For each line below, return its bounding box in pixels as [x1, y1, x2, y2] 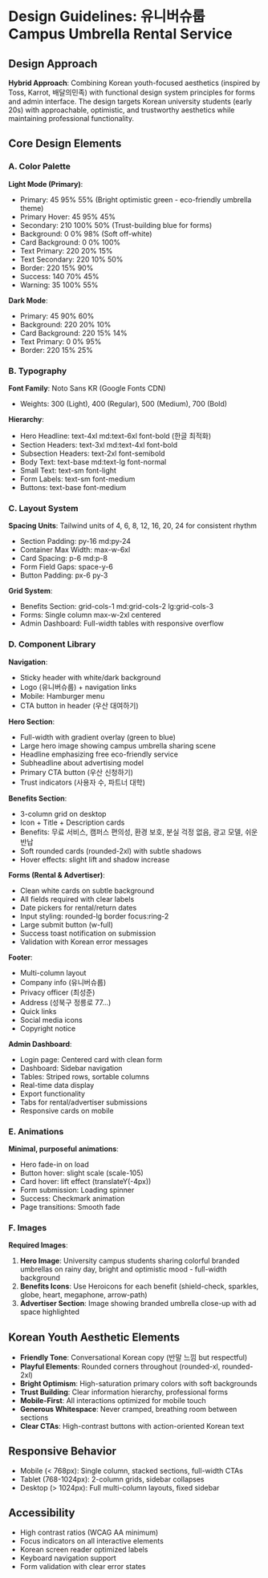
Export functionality [19, 1089, 86, 1098]
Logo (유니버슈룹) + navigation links [19, 682, 137, 692]
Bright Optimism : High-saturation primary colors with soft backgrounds [19, 1378, 258, 1388]
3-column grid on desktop [19, 809, 107, 818]
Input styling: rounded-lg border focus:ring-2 [19, 911, 169, 921]
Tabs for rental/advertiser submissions [19, 1097, 148, 1107]
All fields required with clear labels [19, 894, 135, 903]
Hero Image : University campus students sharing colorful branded [19, 1256, 240, 1266]
